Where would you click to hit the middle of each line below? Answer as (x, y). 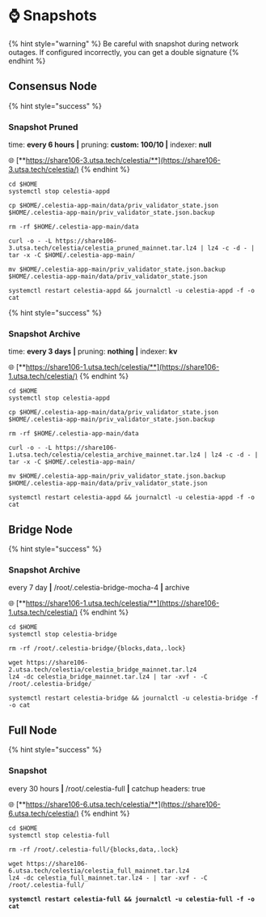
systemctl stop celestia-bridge (63, 634)
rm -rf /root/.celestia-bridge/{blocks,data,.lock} (97, 649)
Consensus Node (53, 86)
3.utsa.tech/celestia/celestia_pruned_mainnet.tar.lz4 (103, 248)
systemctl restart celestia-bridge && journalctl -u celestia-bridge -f (133, 698)
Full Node (33, 730)
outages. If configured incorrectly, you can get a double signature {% (124, 52)
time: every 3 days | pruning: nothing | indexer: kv (93, 351)
